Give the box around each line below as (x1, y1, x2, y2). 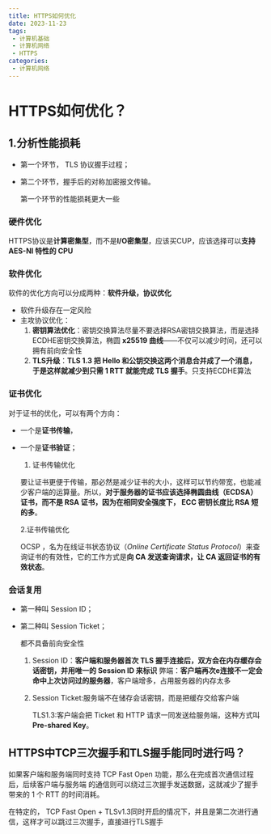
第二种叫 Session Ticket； (19, 620, 108, 631)
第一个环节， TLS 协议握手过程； (19, 159, 130, 169)
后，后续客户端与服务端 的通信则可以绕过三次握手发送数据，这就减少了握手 (8, 779, 259, 789)
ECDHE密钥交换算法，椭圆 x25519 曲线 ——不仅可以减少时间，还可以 (32, 336, 263, 345)
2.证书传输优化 (19, 524, 70, 534)
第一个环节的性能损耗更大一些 (19, 193, 120, 203)
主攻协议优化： (19, 315, 70, 325)
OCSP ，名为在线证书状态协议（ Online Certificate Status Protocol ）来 (19, 541, 253, 551)
